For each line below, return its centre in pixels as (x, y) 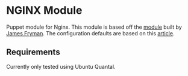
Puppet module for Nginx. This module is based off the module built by (94, 27)
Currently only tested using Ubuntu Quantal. (61, 66)
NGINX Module (44, 10)
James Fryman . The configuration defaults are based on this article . (90, 33)
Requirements (33, 52)
